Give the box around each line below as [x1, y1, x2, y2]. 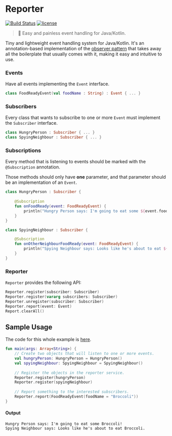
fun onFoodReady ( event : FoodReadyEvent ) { [14, 204, 106, 209]
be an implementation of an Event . [5, 179, 77, 185]
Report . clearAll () [5, 309, 45, 314]
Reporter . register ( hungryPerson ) [14, 375, 86, 380]
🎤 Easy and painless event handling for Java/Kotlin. [17, 30, 126, 36]
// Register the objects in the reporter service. [14, 370, 125, 375]
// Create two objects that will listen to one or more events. [14, 351, 155, 356]
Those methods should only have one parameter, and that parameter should [5, 174, 166, 180]
